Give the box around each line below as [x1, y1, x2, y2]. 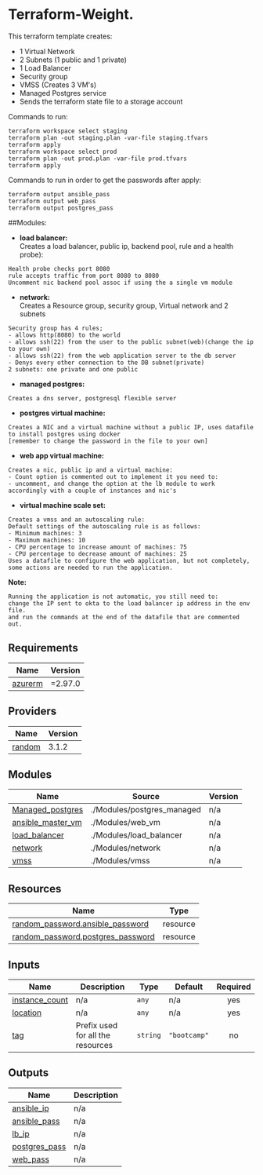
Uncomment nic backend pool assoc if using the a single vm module [8, 279, 233, 286]
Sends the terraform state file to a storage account [19, 97, 183, 106]
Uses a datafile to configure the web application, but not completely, [8, 556, 250, 564]
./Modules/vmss [90, 856, 150, 867]
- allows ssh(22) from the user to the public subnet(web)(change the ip [8, 338, 254, 346]
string [136, 1031, 162, 1039]
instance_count [12, 994, 69, 1005]
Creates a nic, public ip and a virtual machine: [8, 465, 174, 474]
